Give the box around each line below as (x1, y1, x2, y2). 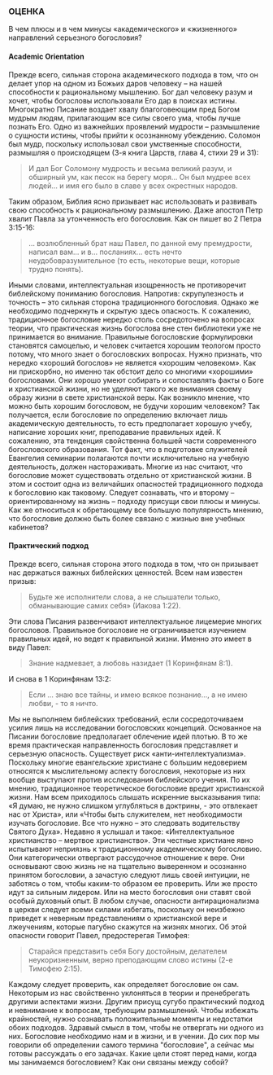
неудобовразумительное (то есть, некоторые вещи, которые (28, 255, 240, 265)
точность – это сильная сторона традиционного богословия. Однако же (8, 297, 259, 307)
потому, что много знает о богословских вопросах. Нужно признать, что (8, 349, 262, 359)
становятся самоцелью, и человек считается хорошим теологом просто (8, 340, 262, 350)
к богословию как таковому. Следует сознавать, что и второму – (8, 487, 235, 498)
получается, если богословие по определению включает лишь (8, 410, 227, 419)
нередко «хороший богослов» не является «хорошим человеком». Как (8, 358, 257, 367)
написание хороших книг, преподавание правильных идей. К (8, 427, 222, 437)
